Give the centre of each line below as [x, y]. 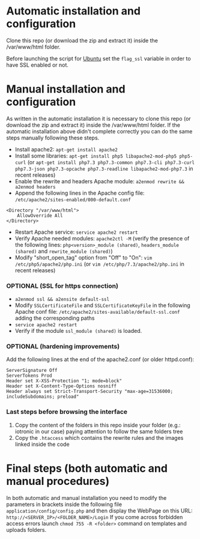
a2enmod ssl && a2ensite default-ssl [62, 300]
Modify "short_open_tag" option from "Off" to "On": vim [83, 257]
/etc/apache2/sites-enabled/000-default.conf [73, 199]
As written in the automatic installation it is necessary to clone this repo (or [98, 118]
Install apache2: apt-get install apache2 [66, 149]
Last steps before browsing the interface [67, 412]
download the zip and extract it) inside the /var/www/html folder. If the [93, 125]
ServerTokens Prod [29, 376]
